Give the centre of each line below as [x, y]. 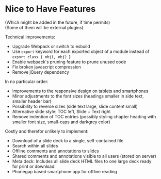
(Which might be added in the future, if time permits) [57, 22]
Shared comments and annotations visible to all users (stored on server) [84, 156]
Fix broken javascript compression [47, 67]
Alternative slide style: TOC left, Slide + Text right [61, 111]
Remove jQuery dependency [40, 72]
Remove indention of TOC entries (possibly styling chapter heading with [84, 116]
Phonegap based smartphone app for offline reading [64, 171]
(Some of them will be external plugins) [44, 27]
